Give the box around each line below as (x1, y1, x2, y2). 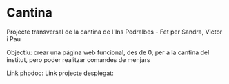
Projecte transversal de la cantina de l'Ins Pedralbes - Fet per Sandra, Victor (6, 28, 223, 36)
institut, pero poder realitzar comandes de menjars (6, 55, 150, 63)
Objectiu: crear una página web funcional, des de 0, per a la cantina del (6, 48, 210, 56)
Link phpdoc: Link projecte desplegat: (6, 69, 114, 77)
